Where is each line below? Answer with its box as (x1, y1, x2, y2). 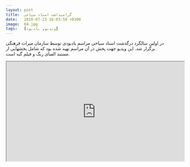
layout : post (6, 7, 34, 13)
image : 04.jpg (6, 21, 38, 27)
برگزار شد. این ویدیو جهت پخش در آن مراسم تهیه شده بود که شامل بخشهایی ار (6, 46, 155, 52)
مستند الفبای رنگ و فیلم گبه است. (6, 51, 70, 57)
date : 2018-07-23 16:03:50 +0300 (6, 17, 81, 22)
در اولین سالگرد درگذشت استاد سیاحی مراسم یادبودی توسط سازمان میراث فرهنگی (6, 40, 164, 46)
